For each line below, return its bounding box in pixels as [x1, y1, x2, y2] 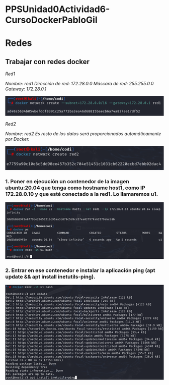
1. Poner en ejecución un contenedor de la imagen [5, 178, 129, 185]
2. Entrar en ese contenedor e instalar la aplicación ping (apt [5, 267, 155, 274]
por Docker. [5, 136, 30, 142]
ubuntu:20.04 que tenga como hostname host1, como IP [5, 184, 145, 191]
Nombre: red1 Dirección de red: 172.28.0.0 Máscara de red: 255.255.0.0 [5, 81, 154, 87]
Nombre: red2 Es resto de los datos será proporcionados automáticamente [5, 130, 161, 137]
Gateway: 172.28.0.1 [5, 86, 47, 92]
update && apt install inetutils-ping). [5, 273, 96, 281]
